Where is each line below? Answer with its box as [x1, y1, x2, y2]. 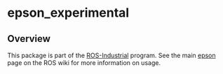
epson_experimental [7, 5, 130, 21]
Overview [7, 33, 51, 45]
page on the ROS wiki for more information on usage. [7, 59, 161, 67]
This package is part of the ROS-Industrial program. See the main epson [7, 51, 216, 59]
